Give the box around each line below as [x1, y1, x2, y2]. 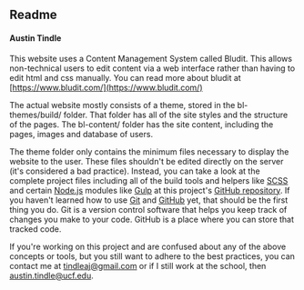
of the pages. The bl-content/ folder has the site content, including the [9, 118, 274, 130]
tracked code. [9, 223, 62, 235]
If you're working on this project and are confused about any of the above [9, 241, 287, 252]
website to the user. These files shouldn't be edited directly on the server [9, 155, 284, 166]
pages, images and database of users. [9, 128, 153, 139]
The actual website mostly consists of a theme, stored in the [9, 99, 236, 110]
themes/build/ [9, 109, 62, 120]
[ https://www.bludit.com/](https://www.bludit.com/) [9, 82, 203, 93]
